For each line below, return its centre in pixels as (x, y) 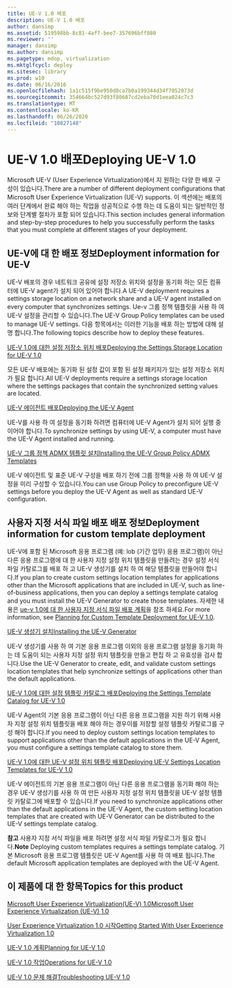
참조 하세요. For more (181, 610)
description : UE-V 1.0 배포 (46, 20)
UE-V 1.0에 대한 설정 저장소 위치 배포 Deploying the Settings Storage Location (115, 348)
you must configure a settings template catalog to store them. (95, 748)
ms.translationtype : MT (42, 104)
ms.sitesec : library (37, 71)
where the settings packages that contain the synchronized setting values (113, 386)
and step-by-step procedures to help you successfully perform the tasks (111, 222)
